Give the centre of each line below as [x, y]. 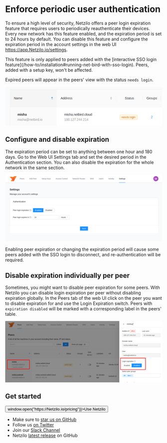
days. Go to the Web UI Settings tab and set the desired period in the [76, 157]
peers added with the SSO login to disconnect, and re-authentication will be [83, 254]
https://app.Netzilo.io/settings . [37, 50]
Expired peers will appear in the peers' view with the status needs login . [79, 80]
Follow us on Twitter [33, 424]
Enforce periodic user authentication [83, 9]
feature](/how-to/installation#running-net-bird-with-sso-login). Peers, [77, 65]
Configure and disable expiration [57, 139]
